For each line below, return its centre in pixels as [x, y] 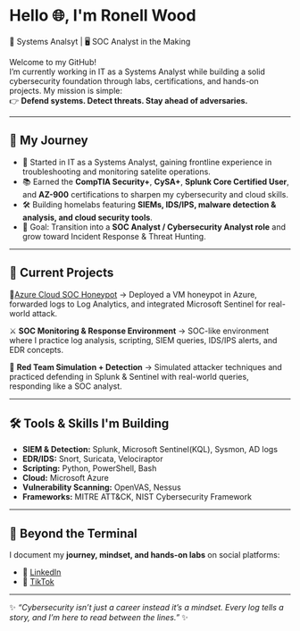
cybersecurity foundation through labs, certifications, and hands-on [134, 80]
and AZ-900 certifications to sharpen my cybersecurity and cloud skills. [155, 194]
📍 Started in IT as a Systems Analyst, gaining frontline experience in [147, 162]
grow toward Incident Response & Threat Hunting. [114, 236]
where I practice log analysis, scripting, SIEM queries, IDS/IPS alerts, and [143, 340]
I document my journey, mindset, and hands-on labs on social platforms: [145, 555]
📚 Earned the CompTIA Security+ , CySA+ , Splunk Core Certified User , [156, 181]
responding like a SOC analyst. [66, 386]
